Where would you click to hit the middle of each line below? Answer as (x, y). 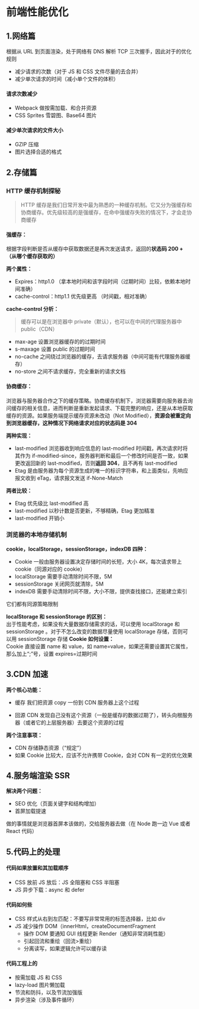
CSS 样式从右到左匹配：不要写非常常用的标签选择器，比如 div (90, 919)
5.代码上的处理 (33, 852)
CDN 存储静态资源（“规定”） (49, 747)
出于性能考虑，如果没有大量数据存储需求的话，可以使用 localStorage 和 (93, 624)
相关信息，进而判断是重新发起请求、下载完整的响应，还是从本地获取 (110, 408)
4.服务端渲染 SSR (38, 776)
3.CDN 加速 (27, 675)
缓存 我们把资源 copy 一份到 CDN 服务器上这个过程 (77, 702)
